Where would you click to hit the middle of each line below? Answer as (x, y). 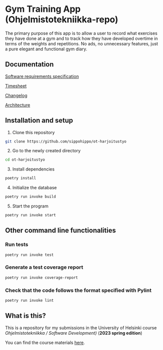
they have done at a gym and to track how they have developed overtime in (81, 38)
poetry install (21, 178)
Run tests (17, 245)
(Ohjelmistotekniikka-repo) (62, 19)
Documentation (30, 64)
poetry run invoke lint (30, 300)
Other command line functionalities (61, 230)
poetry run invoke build (31, 197)
